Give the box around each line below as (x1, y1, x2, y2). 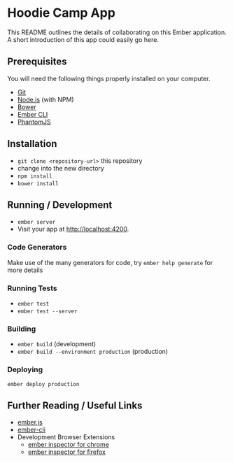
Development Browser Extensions (17, 433, 115, 441)
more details (7, 266, 43, 274)
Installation (7, 138, 57, 150)
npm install (17, 173, 52, 180)
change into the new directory (17, 164, 105, 172)
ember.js (17, 418, 43, 427)
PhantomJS (17, 117, 51, 126)
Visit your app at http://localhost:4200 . (17, 225, 129, 234)
